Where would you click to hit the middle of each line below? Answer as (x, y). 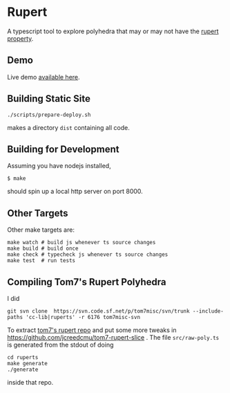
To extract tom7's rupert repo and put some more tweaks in (92, 330)
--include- (208, 311)
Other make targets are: (41, 230)
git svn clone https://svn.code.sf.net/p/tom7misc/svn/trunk (98, 311)
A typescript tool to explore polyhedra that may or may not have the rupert (113, 31)
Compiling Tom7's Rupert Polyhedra (87, 282)
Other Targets (38, 213)
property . (20, 38)
